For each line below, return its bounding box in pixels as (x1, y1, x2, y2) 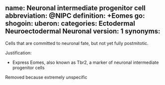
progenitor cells (12, 64, 45, 71)
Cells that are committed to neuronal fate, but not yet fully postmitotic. (5, 40, 149, 46)
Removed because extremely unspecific (5, 74, 87, 80)
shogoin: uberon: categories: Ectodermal (5, 19, 135, 28)
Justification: (5, 49, 32, 56)
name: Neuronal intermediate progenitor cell (5, 4, 146, 12)
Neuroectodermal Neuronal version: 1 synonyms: (5, 27, 161, 36)
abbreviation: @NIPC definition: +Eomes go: (5, 12, 145, 20)
